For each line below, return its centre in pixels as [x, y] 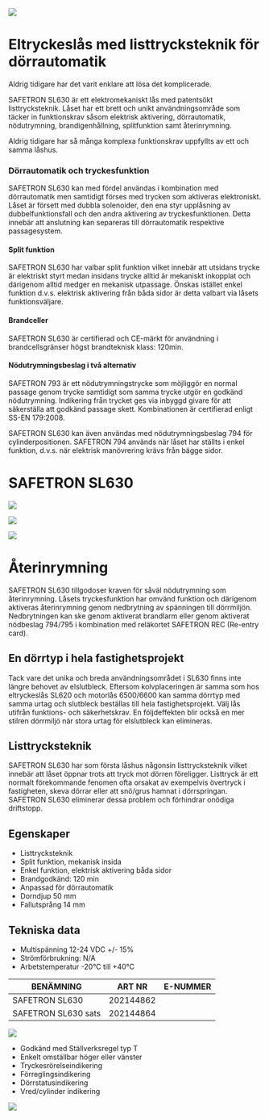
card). [18, 633]
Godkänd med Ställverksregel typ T [79, 1048]
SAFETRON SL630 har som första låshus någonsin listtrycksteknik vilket [128, 765]
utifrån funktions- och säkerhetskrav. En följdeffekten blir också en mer [126, 712]
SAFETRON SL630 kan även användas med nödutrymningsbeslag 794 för [130, 433]
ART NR [132, 987]
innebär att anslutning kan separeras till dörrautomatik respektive [116, 223]
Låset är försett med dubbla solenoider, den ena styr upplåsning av [120, 205]
